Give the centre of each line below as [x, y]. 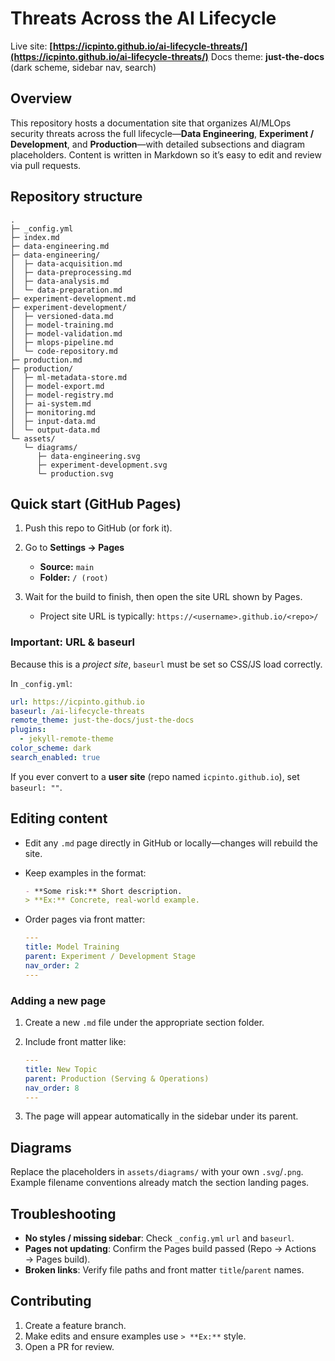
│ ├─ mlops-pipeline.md [62, 342]
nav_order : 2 [52, 965]
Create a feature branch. [75, 1325]
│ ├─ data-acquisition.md [66, 263]
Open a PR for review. [69, 1346]
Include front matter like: [75, 1042]
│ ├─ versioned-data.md [62, 316]
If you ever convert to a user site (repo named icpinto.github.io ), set [155, 776]
